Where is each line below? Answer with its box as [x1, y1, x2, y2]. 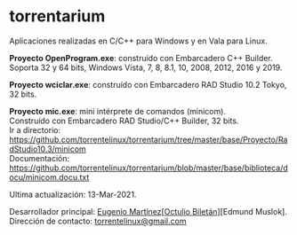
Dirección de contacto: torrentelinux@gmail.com [9, 215, 187, 226]
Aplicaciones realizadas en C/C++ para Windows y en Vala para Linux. [9, 35, 269, 46]
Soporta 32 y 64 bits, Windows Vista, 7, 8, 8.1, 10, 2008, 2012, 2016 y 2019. [9, 62, 283, 73]
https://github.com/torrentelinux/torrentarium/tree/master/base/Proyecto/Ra [9, 134, 288, 145]
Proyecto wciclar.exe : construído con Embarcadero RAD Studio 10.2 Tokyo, [9, 79, 287, 90]
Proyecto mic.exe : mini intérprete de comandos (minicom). [9, 106, 227, 116]
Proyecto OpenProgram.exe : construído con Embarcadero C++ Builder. [9, 52, 273, 63]
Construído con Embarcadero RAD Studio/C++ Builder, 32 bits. [9, 115, 239, 126]
